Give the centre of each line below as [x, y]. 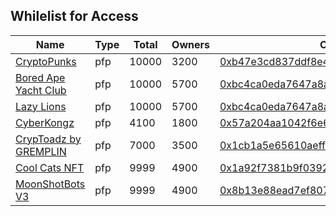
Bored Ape [40, 77]
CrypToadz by [48, 139]
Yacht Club [41, 90]
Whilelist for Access [74, 16]
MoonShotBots [50, 184]
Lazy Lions [41, 106]
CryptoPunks [46, 61]
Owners [190, 44]
